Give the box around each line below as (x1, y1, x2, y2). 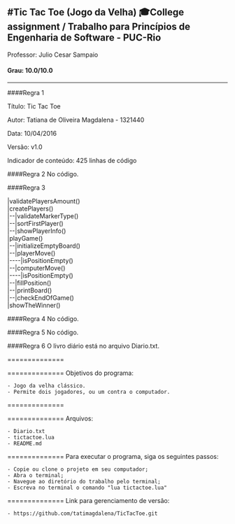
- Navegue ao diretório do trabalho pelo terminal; (7, 479, 161, 486)
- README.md (7, 440, 42, 447)
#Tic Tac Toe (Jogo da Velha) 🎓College (7, 6, 185, 18)
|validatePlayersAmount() (7, 197, 80, 206)
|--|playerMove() (7, 249, 56, 257)
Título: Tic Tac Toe (7, 102, 61, 111)
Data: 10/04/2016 (7, 129, 57, 138)
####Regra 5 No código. (7, 328, 79, 337)
